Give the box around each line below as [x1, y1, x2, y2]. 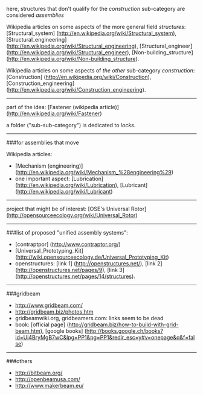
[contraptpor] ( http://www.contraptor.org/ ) [14, 241, 121, 248]
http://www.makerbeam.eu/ [14, 382, 84, 389]
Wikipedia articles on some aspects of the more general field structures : [6, 24, 186, 30]
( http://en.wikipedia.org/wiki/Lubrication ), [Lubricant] [14, 182, 148, 189]
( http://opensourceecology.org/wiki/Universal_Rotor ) [6, 212, 138, 219]
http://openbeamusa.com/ [14, 376, 80, 382]
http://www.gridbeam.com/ [14, 302, 83, 309]
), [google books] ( [40, 327, 87, 334]
